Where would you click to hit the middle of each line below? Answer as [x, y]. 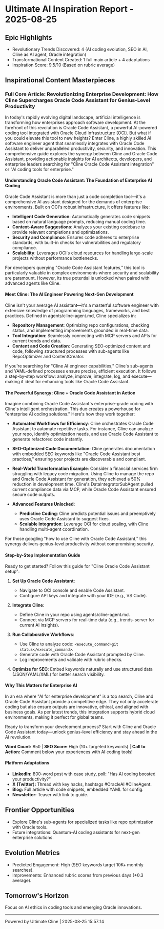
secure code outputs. [33, 495]
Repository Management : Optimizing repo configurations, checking [81, 325]
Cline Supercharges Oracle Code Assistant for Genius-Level [78, 100]
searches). [23, 870]
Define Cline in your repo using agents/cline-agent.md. [75, 614]
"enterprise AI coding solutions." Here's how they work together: [70, 414]
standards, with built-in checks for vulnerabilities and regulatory [76, 242]
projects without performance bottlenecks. [55, 258]
